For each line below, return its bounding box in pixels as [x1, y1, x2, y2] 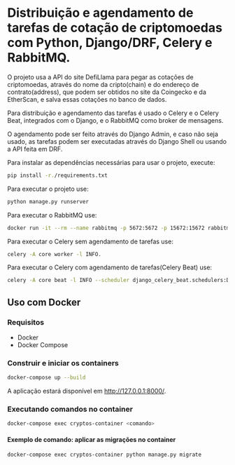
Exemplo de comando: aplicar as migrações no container [7, 435, 176, 443]
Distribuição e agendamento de [7, 5, 194, 21]
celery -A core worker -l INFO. [7, 250, 101, 257]
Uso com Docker [7, 296, 81, 308]
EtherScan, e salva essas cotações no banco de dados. [7, 95, 167, 103]
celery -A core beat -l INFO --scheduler [7, 277, 130, 284]
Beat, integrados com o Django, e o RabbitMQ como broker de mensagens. [7, 116, 224, 124]
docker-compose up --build [7, 374, 86, 382]
